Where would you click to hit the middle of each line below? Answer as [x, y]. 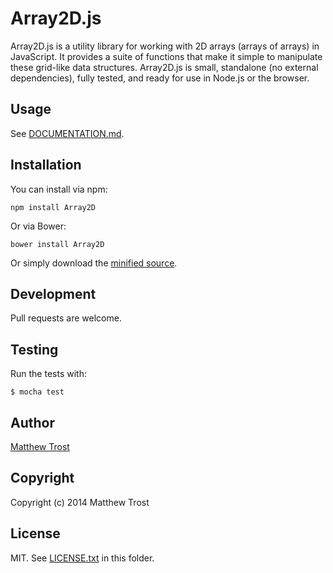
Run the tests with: [48, 374]
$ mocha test [37, 392]
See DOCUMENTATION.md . [67, 133]
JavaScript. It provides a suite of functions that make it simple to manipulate [166, 56]
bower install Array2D [57, 244]
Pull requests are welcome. [66, 318]
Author [32, 422]
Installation [46, 165]
